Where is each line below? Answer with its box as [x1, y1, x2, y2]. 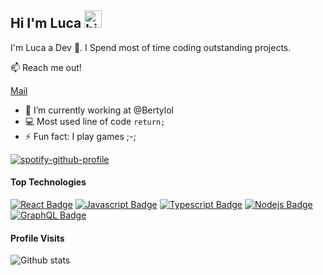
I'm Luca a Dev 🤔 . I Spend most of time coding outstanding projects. [10, 41, 292, 53]
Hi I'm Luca [10, 15, 82, 32]
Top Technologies [10, 176, 87, 188]
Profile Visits [10, 232, 65, 244]
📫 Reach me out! [10, 61, 82, 73]
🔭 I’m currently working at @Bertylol [24, 104, 174, 116]
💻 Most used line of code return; [24, 115, 166, 127]
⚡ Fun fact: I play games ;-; [24, 130, 137, 142]
